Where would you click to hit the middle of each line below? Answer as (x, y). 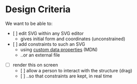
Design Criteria (38, 9)
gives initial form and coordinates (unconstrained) (73, 39)
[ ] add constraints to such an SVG (49, 44)
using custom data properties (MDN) (59, 49)
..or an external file (40, 55)
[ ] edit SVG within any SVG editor (48, 33)
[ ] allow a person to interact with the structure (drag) (76, 71)
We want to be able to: (29, 23)
